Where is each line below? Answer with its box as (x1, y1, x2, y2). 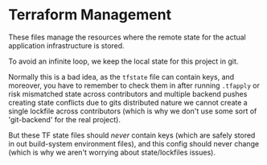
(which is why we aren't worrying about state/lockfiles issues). (8, 147, 216, 157)
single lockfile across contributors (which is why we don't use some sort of (8, 106, 257, 116)
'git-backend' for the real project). (8, 114, 121, 124)
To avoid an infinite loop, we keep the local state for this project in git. (8, 56, 239, 66)
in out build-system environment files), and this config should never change (8, 138, 260, 148)
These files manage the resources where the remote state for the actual (8, 32, 247, 42)
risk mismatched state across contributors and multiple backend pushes (8, 89, 248, 98)
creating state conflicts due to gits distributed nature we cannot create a (8, 97, 248, 107)
